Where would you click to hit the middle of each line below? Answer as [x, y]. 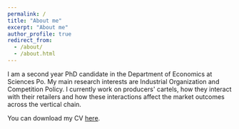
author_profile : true [40, 34]
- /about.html [35, 54]
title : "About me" [35, 21]
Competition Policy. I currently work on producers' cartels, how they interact [119, 89]
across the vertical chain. [45, 104]
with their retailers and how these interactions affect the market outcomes [116, 96]
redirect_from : [30, 41]
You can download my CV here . [54, 118]
